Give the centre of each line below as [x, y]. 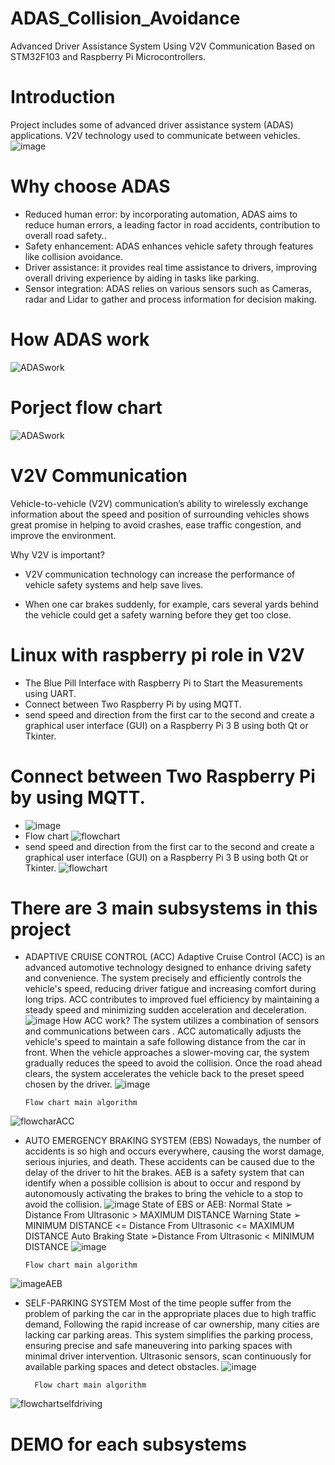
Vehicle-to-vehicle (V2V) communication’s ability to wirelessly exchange [159, 503]
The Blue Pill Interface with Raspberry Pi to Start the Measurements [163, 683]
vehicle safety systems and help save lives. [114, 584]
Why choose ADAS [90, 186]
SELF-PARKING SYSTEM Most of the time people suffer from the [158, 1303]
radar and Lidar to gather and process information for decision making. [171, 299]
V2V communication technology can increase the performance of [160, 574]
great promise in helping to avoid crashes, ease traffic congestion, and [156, 524]
